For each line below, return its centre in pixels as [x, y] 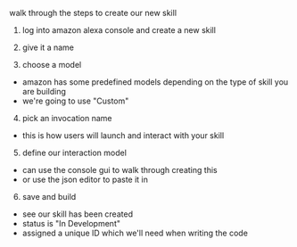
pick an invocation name [67, 118]
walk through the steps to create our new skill [93, 13]
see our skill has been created [78, 214]
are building [44, 91]
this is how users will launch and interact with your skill [123, 136]
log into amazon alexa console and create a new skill [119, 30]
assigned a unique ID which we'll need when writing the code [135, 233]
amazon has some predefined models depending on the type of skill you [155, 82]
